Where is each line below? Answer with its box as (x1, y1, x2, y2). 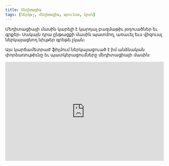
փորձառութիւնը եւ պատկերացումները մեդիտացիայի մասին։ (5, 51, 151, 58)
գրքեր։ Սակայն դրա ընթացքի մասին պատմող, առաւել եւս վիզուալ (5, 31, 162, 37)
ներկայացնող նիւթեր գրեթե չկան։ (5, 36, 86, 43)
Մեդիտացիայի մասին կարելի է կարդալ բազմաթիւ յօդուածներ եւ (5, 26, 158, 32)
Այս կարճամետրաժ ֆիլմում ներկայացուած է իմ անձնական (5, 46, 145, 52)
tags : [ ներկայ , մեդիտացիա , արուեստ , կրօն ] (5, 12, 96, 17)
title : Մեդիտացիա (5, 7, 42, 13)
